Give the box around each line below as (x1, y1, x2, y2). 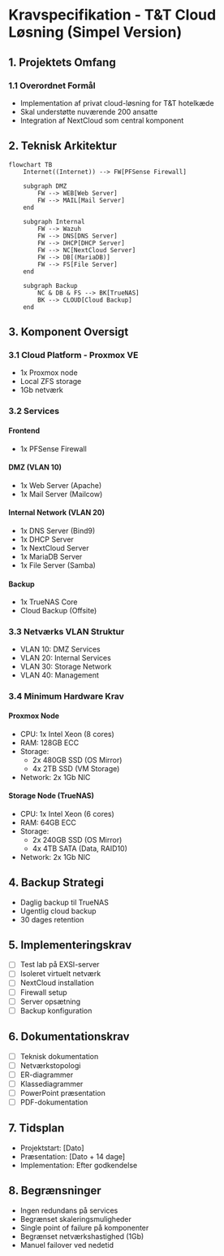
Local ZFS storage (19, 377, 82, 386)
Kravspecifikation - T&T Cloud (8, 6, 217, 24)
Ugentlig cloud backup (19, 905, 97, 916)
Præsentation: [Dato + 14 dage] (19, 1151, 126, 1161)
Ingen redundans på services (19, 1206, 118, 1215)
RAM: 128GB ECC (19, 738, 80, 748)
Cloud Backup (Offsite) (19, 606, 97, 616)
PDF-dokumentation (19, 1097, 88, 1107)
